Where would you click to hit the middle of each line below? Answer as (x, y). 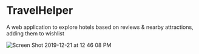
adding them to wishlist (35, 33)
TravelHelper (40, 10)
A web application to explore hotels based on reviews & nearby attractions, (100, 27)
